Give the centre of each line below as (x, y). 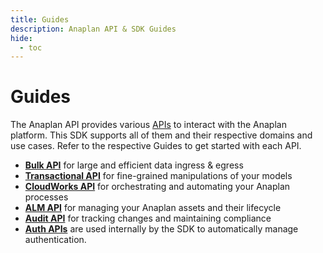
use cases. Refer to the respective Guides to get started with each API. (156, 146)
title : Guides (40, 19)
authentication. (55, 240)
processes (46, 197)
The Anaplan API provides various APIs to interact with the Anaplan (148, 125)
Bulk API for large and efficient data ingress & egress (134, 165)
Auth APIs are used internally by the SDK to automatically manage (161, 229)
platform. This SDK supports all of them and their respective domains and (161, 135)
